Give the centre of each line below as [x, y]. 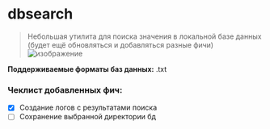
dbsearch [40, 14]
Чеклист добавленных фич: [65, 89]
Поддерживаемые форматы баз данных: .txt [87, 69]
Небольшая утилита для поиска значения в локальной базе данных [144, 36]
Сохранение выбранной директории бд [88, 117]
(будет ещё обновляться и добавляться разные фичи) [120, 44]
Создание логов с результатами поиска [88, 108]
